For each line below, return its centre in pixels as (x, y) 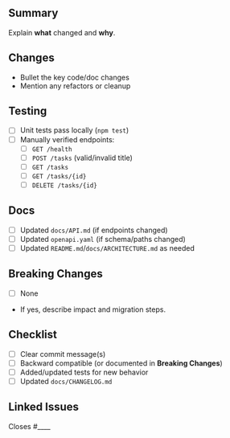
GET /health (52, 149)
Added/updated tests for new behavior (84, 372)
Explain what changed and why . (62, 32)
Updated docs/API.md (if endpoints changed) (94, 230)
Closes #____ (29, 426)
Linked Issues (43, 407)
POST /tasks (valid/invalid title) (82, 158)
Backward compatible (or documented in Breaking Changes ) (121, 363)
